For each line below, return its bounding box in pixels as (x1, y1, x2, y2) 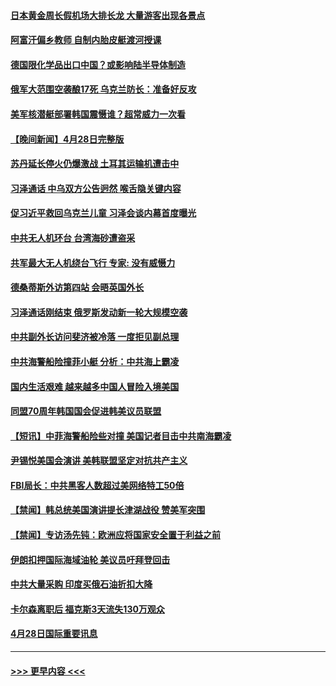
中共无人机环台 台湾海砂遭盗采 (10, 231, 136, 244)
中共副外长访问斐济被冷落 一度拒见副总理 (10, 331, 180, 343)
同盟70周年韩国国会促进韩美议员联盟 (10, 405, 162, 417)
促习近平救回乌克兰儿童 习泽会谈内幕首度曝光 (10, 207, 197, 219)
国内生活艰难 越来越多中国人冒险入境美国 (10, 380, 180, 392)
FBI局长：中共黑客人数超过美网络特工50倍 (10, 479, 185, 491)
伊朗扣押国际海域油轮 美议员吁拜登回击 (10, 553, 171, 565)
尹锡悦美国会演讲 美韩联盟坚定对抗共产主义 (10, 455, 188, 467)
